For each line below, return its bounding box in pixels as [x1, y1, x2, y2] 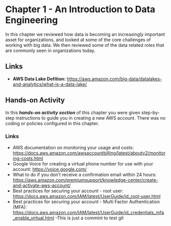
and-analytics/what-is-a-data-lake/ [12, 81, 87, 87]
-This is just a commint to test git [55, 215, 124, 221]
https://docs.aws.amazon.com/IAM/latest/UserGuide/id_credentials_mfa [12, 209, 164, 215]
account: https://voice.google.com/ [12, 166, 87, 172]
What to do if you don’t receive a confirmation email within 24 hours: [12, 172, 157, 178]
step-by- [141, 109, 160, 116]
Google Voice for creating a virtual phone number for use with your [12, 160, 154, 166]
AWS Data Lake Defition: [12, 75, 66, 82]
